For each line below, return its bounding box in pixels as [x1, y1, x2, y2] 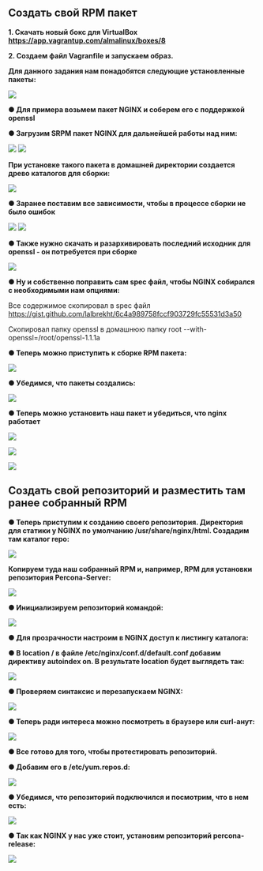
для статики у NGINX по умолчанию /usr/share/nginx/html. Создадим [8, 525, 250, 535]
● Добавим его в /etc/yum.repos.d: [8, 762, 130, 772]
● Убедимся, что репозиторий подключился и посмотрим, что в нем [8, 792, 249, 802]
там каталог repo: [8, 534, 70, 543]
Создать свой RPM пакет [8, 6, 138, 20]
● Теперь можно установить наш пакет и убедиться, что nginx [8, 408, 227, 418]
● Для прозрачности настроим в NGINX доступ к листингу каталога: [8, 633, 249, 642]
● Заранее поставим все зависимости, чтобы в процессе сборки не [8, 198, 246, 208]
